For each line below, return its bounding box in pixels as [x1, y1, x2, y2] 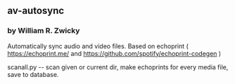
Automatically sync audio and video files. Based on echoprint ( [7, 41, 189, 50]
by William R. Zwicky [7, 26, 80, 36]
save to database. [7, 70, 59, 78]
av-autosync [7, 5, 65, 17]
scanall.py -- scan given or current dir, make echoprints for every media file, [7, 62, 229, 71]
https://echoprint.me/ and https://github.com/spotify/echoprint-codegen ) [7, 49, 222, 57]
